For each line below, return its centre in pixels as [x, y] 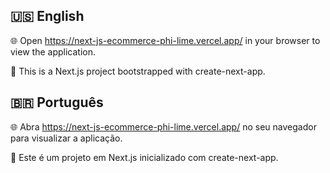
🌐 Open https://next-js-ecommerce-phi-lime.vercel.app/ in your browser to [165, 40]
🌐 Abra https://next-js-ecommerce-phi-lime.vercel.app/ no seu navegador [163, 126]
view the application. [53, 51]
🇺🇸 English [47, 16]
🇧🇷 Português [57, 102]
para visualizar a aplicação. [66, 138]
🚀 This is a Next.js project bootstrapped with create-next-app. [138, 71]
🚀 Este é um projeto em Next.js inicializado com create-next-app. [144, 157]
